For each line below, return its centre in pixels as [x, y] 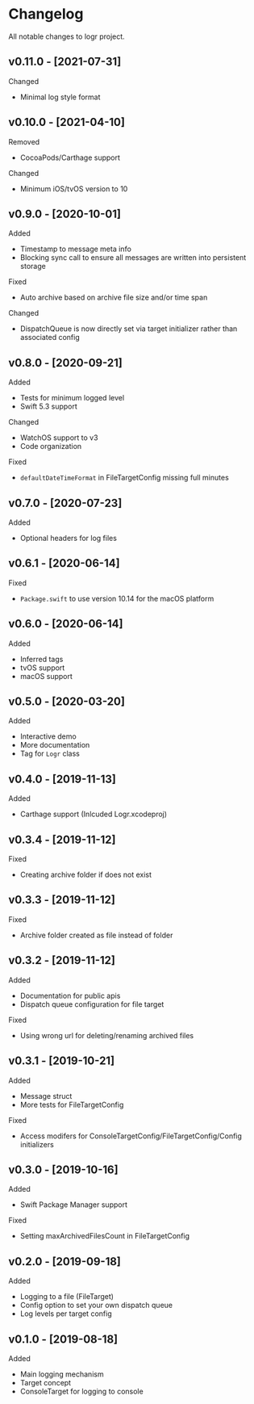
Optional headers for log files [68, 538]
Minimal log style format [60, 97]
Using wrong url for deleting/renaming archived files [107, 1035]
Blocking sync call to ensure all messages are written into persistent [133, 258]
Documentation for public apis [70, 995]
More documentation [55, 745]
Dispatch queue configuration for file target [92, 1004]
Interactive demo [48, 736]
